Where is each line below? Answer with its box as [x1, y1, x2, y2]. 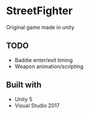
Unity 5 [14, 96, 32, 103]
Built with [6, 80, 42, 90]
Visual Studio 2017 [14, 102, 60, 109]
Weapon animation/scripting [14, 63, 84, 70]
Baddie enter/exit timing [14, 56, 73, 63]
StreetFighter [6, 4, 73, 18]
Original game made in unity [6, 24, 75, 31]
